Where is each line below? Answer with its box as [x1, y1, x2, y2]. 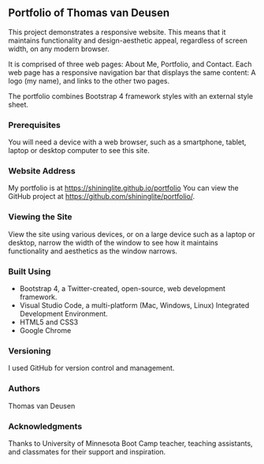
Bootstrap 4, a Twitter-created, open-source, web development [19, 284, 226, 293]
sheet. [8, 99, 29, 109]
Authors [8, 383, 41, 394]
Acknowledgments [8, 421, 83, 432]
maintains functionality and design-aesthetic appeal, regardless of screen [8, 36, 248, 45]
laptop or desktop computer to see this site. [8, 146, 150, 155]
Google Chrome [19, 326, 72, 335]
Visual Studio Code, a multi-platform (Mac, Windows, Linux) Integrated [19, 301, 250, 310]
